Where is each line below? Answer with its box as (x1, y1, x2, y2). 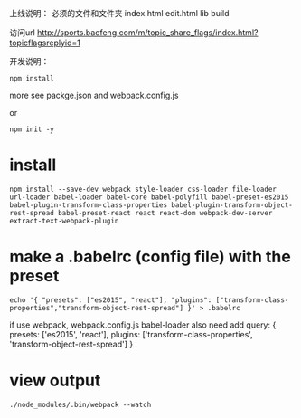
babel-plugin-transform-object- (171, 200, 294, 210)
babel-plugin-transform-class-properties (9, 200, 168, 210)
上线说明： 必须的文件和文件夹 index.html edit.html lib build (9, 8, 230, 18)
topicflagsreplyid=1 (9, 37, 81, 48)
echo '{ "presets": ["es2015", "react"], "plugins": (9, 295, 212, 305)
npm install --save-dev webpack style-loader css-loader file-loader (9, 185, 277, 194)
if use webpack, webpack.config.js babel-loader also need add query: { (9, 319, 277, 330)
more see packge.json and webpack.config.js (9, 90, 179, 100)
